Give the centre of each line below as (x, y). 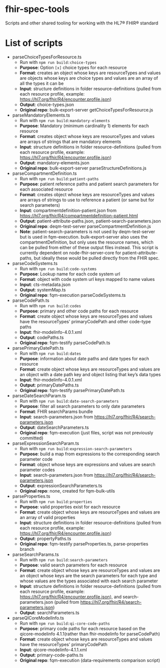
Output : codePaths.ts (42, 337)
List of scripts (34, 43)
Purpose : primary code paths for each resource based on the (83, 628)
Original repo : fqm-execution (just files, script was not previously (86, 432)
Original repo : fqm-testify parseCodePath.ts (65, 343)
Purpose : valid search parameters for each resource (73, 565)
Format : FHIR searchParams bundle (56, 411)
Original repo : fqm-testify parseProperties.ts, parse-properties (84, 543)
